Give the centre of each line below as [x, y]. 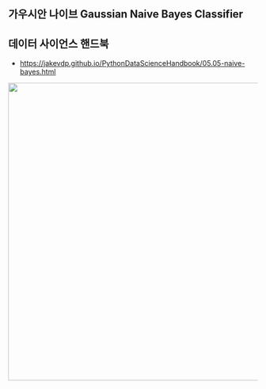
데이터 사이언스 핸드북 [59, 43]
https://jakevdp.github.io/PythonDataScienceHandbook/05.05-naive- [132, 64]
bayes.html [38, 72]
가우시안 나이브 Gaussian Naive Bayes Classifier [126, 14]
